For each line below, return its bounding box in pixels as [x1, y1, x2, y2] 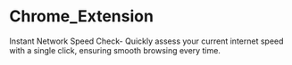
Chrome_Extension [9, 6, 154, 27]
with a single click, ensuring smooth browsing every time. [9, 45, 221, 55]
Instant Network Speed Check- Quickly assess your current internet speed [9, 36, 284, 46]
